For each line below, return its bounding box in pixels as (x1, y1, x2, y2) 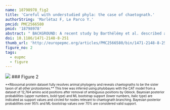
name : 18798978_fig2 (5, 7, 49, 13)
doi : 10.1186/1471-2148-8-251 (5, 36, 69, 41)
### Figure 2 (11, 74, 39, 80)
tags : (5, 50, 17, 55)
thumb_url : (5, 41, 28, 46)
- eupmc (10, 54, 26, 60)
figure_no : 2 (5, 45, 33, 50)
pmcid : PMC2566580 (5, 21, 44, 27)
